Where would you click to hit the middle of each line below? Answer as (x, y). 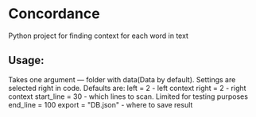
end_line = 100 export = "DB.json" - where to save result (101, 104)
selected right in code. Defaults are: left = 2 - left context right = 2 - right (127, 88)
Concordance (54, 14)
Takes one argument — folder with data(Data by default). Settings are (122, 79)
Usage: (27, 60)
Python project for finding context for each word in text (99, 36)
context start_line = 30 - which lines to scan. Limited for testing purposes (128, 96)
